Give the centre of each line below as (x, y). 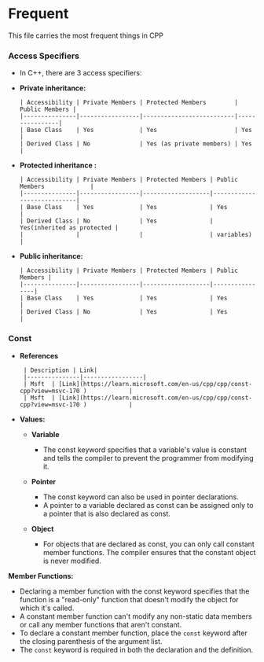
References (39, 355)
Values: (32, 419)
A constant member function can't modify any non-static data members (136, 616)
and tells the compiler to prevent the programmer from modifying (148, 458)
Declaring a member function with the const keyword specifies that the (134, 591)
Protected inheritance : (58, 165)
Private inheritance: (53, 88)
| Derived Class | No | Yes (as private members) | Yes (136, 144)
